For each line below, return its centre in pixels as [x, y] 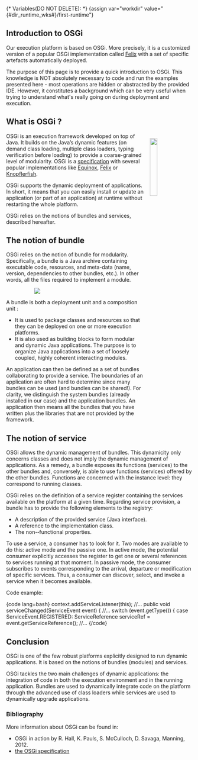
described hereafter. [31, 222]
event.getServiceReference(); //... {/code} [57, 623]
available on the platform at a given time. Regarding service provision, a [93, 502]
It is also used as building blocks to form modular [74, 339]
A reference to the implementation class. [64, 526]
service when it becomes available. [49, 581]
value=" [154, 9]
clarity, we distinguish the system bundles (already [68, 395]
